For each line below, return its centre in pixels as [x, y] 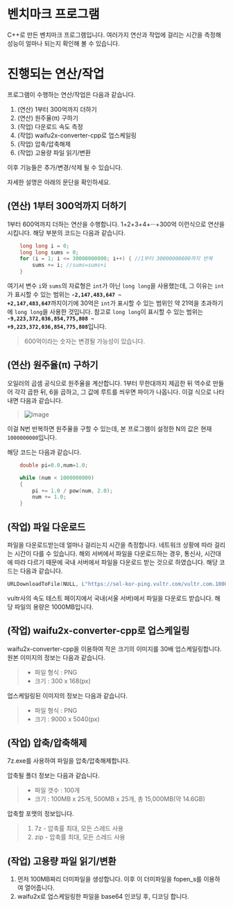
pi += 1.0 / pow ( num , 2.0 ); [72, 491]
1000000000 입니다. [32, 437]
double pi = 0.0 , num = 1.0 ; [54, 465]
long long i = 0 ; [45, 246]
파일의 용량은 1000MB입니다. [54, 607]
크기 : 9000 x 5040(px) [67, 719]
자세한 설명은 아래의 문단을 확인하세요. [59, 182]
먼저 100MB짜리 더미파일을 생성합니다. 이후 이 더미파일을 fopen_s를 [110, 879]
